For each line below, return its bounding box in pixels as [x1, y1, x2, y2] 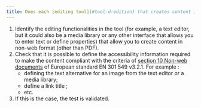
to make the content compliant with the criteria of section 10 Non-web [14, 57, 188, 64]
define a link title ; [23, 82, 68, 90]
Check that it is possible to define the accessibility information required [14, 50, 191, 57]
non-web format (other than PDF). [14, 44, 99, 51]
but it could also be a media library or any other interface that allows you [14, 31, 194, 39]
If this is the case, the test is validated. [14, 95, 109, 102]
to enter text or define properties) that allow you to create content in [14, 38, 183, 45]
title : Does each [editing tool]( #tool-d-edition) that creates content [6, 8, 191, 15]
